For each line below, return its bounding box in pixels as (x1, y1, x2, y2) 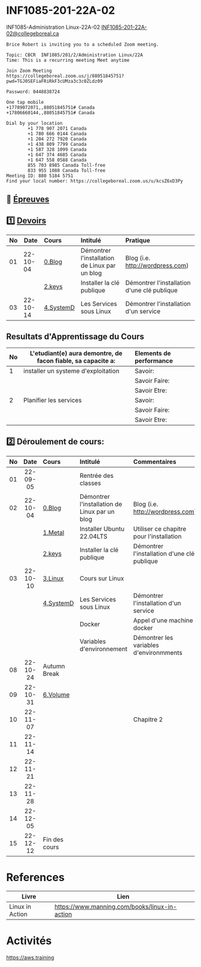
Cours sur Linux (80, 574, 124, 582)
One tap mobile (6, 99, 44, 105)
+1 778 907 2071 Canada (28, 125, 87, 131)
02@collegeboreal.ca (6, 29, 59, 37)
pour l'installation (133, 532, 182, 540)
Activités (6, 934, 52, 947)
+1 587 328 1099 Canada (28, 146, 87, 152)
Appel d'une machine (133, 616, 193, 624)
